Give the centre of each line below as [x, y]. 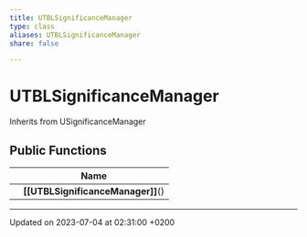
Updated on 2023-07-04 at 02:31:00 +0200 [92, 222]
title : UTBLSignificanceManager [71, 18]
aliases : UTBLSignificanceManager [75, 35]
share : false [34, 43]
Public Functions [58, 150]
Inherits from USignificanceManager [78, 122]
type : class [32, 26]
